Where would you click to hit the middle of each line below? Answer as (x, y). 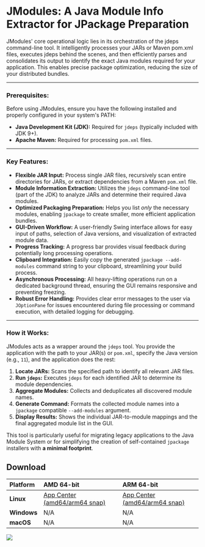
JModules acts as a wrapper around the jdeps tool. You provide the (91, 346)
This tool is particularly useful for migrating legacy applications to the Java (100, 435)
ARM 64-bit (140, 485)
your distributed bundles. (38, 73)
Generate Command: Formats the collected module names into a (97, 404)
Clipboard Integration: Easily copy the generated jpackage (89, 259)
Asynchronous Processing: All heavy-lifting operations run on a (96, 279)
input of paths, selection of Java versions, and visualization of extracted (106, 233)
